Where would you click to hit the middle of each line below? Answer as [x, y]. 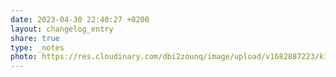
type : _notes [37, 47]
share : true [35, 38]
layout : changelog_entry [62, 29]
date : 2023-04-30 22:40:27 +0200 [80, 19]
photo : [24, 57]
